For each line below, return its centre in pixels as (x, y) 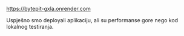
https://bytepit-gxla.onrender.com (48, 9)
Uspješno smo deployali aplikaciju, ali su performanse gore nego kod (92, 20)
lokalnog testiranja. (30, 27)
